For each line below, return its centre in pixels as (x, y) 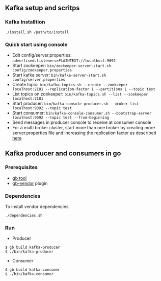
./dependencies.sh (24, 215)
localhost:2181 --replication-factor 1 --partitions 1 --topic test (84, 89)
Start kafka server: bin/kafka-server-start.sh (59, 75)
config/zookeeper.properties (42, 70)
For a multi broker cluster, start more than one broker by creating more (83, 127)
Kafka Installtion (25, 22)
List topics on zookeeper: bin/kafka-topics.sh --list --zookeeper (80, 94)
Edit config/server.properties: (42, 55)
